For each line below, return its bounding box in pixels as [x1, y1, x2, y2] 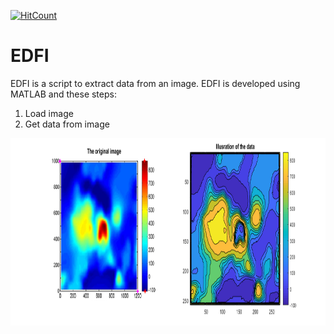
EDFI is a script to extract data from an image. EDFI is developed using [10, 77, 301, 89]
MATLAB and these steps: [10, 88, 117, 100]
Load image [24, 107, 74, 119]
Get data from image [24, 118, 110, 130]
